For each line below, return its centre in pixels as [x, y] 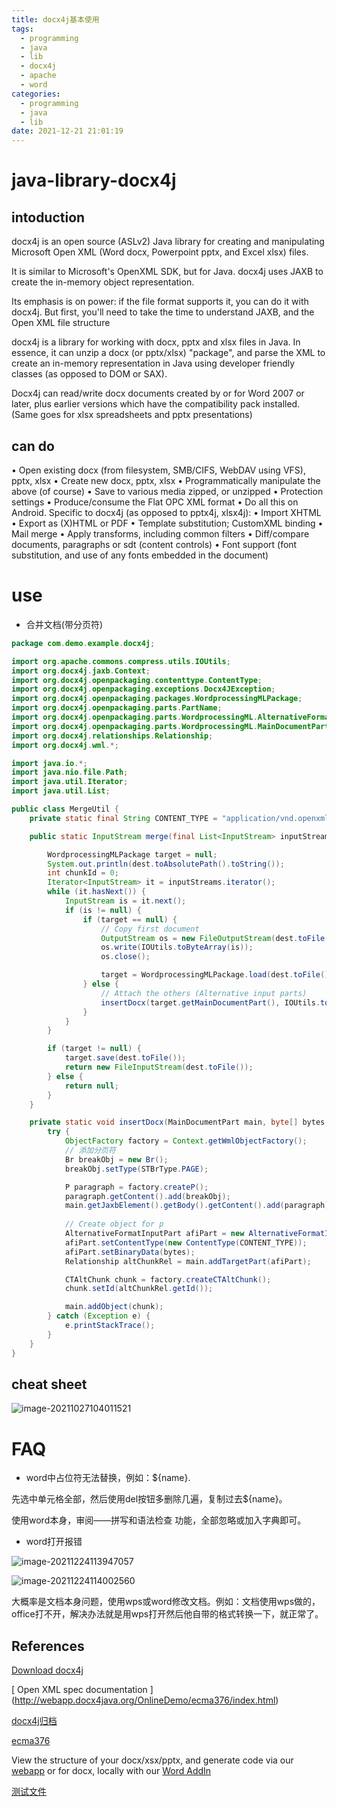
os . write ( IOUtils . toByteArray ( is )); [177, 947]
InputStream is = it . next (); [125, 901]
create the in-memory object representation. [103, 282]
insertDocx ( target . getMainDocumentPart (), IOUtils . [210, 1002]
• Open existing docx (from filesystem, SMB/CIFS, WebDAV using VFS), [158, 470]
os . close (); [125, 957]
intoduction [48, 217]
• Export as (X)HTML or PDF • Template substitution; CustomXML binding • [167, 523]
